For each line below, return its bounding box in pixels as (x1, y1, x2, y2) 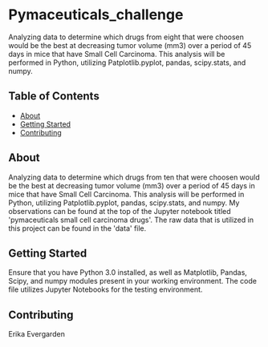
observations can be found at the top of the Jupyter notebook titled (8, 206, 231, 216)
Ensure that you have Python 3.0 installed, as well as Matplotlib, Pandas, (8, 268, 247, 277)
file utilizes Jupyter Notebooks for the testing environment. (8, 284, 203, 294)
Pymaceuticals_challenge (8, 6, 184, 24)
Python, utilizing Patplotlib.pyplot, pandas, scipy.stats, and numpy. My (8, 198, 240, 208)
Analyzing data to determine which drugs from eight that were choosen (8, 32, 245, 42)
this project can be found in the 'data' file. (8, 223, 147, 233)
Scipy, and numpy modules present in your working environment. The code (8, 276, 257, 286)
